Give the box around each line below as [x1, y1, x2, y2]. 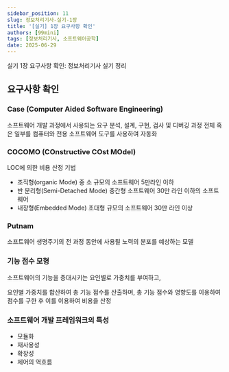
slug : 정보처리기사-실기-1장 [7, 16, 77, 23]
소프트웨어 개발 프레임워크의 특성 [7, 315, 110, 325]
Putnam [7, 221, 34, 230]
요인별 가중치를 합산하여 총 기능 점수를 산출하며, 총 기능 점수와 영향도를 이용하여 [7, 288, 221, 296]
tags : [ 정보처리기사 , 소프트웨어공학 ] [7, 36, 99, 42]
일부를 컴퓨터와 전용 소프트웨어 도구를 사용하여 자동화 [14, 129, 158, 138]
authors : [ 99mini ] [7, 29, 60, 36]
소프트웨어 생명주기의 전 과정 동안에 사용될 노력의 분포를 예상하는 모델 [7, 238, 194, 246]
